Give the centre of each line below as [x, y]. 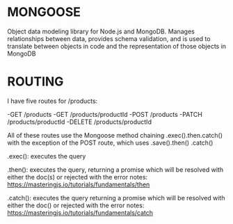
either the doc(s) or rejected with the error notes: [78, 177]
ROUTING [35, 82]
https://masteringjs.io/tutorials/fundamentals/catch [80, 212]
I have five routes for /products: [53, 101]
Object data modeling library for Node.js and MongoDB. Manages [101, 31]
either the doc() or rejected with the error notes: [76, 205]
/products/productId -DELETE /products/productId [79, 122]
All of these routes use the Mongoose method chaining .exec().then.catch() [115, 135]
